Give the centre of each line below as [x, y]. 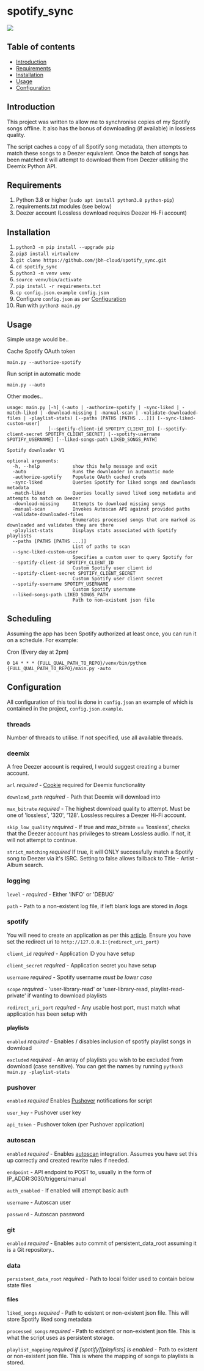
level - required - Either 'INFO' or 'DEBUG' [61, 894]
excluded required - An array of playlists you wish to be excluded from [95, 1060]
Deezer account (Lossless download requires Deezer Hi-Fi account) [101, 213]
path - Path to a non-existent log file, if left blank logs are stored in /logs [97, 906]
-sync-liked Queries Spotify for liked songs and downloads [104, 482]
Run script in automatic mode [44, 374]
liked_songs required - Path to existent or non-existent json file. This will [98, 1313]
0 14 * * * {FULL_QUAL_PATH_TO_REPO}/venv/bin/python [77, 663]
